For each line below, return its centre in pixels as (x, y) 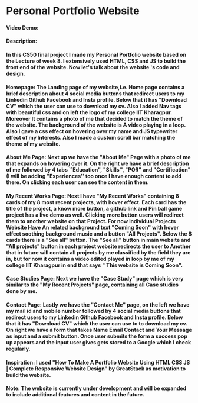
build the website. (29, 375)
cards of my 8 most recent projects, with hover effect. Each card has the (96, 202)
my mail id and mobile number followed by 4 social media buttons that (93, 311)
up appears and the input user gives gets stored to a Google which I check (99, 342)
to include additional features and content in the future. (75, 395)
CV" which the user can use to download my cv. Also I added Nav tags (94, 106)
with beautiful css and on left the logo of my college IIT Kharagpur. (89, 112)
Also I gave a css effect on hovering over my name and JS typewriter (92, 131)
